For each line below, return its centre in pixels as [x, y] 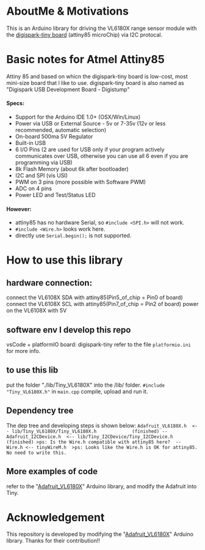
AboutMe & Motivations [68, 11]
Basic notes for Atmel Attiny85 [85, 60]
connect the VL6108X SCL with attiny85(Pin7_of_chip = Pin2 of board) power [103, 304]
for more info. [23, 351]
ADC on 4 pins [33, 188]
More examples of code [52, 471]
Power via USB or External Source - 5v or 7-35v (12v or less [90, 124]
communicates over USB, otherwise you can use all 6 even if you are [102, 156]
